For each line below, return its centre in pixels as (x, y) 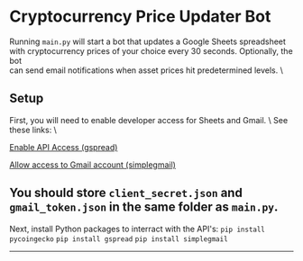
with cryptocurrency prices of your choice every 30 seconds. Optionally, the (151, 50)
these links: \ (33, 130)
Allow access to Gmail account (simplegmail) (92, 165)
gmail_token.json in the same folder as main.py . (144, 207)
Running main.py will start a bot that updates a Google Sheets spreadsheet (148, 41)
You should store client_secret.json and (126, 193)
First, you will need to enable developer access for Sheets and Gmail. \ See (149, 120)
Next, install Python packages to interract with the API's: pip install (138, 229)
